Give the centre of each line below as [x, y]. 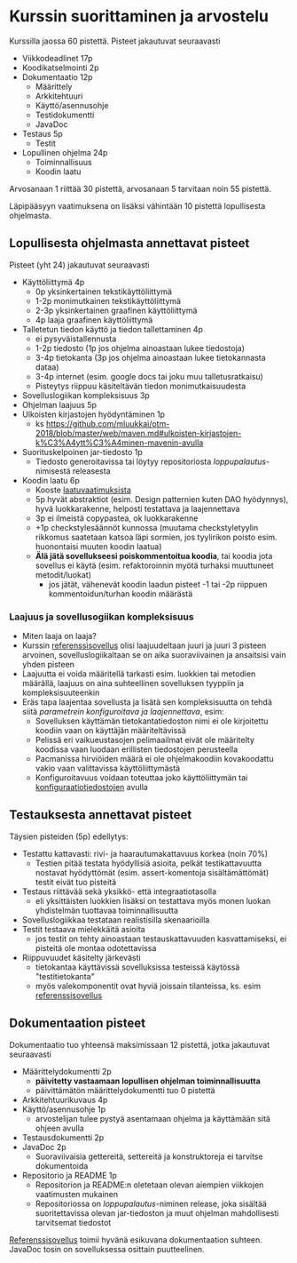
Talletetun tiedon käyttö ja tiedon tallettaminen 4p [113, 329]
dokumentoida [62, 1165]
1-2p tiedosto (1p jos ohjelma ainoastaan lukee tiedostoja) [140, 348]
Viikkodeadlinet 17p [57, 58]
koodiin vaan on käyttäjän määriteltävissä [110, 731]
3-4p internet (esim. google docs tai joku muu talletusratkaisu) [149, 376]
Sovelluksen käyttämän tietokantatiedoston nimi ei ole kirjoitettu [152, 721]
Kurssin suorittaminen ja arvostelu [139, 16]
